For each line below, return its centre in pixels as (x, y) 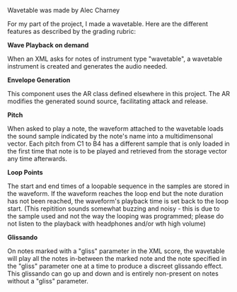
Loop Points (25, 172)
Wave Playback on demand (48, 45)
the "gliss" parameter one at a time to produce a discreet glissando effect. (115, 266)
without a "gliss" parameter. (48, 281)
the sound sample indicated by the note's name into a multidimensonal (110, 136)
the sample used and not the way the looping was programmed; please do (116, 216)
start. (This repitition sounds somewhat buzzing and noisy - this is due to (114, 209)
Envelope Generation (39, 80)
